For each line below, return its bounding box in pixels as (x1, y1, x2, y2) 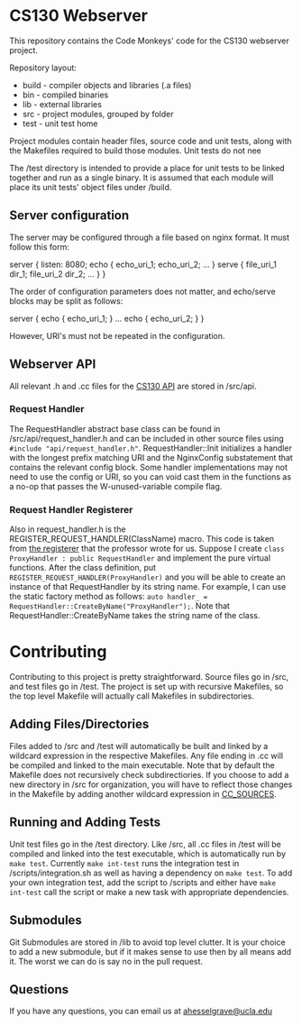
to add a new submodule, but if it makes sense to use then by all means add (9, 946, 291, 956)
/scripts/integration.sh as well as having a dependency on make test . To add (9, 867, 293, 878)
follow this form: (9, 241, 70, 252)
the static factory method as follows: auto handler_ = (9, 591, 208, 602)
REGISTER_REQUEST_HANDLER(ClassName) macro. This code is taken (9, 534, 275, 545)
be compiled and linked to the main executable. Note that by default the (9, 759, 275, 771)
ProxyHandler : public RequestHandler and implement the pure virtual (9, 553, 271, 563)
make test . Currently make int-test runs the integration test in (9, 857, 240, 868)
